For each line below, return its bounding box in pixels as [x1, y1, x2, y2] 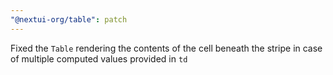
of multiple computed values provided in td [10, 52, 188, 65]
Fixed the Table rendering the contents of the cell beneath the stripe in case [10, 42, 323, 54]
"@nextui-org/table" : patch [10, 14, 128, 25]
